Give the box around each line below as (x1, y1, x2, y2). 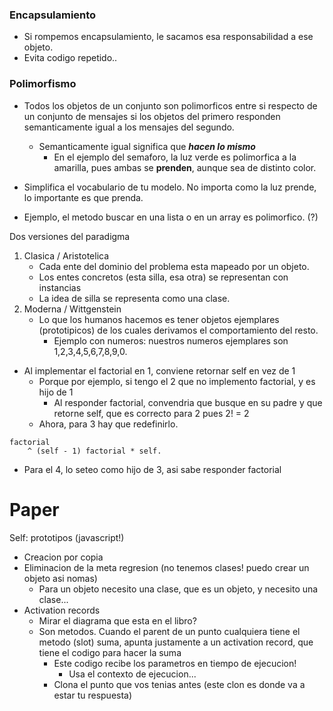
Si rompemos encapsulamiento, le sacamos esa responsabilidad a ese (23, 31, 314, 43)
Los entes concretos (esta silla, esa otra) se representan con (38, 271, 289, 283)
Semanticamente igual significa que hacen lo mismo (38, 140, 256, 152)
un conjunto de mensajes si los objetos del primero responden (23, 110, 281, 122)
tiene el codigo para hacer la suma (38, 646, 182, 658)
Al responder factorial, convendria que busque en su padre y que (53, 396, 323, 408)
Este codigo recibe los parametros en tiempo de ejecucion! (53, 657, 297, 669)
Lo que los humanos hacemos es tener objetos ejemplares (38, 313, 280, 325)
